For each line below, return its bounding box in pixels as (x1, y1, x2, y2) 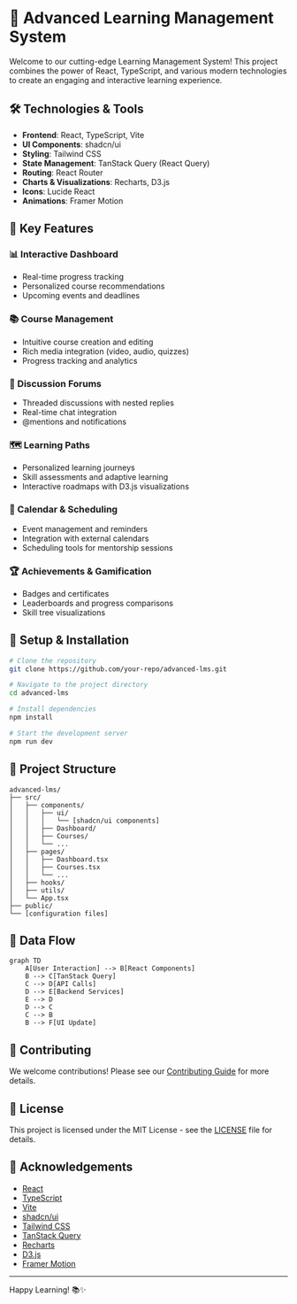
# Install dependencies (9, 705, 97, 714)
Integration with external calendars (21, 533, 149, 544)
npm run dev (9, 737, 53, 746)
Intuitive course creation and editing (21, 336, 154, 347)
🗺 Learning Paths (9, 438, 91, 451)
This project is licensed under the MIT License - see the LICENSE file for (9, 1124, 272, 1135)
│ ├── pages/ (9, 847, 65, 856)
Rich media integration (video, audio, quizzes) (21, 345, 190, 357)
